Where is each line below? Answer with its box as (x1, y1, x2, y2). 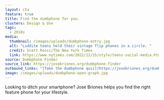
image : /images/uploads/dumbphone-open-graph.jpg (5, 71, 108, 76)
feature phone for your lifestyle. (5, 89, 69, 95)
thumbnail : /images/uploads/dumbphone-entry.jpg (9, 39, 110, 44)
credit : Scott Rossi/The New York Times (9, 48, 93, 53)
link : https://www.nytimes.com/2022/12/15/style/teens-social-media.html (9, 52, 163, 58)
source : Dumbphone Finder (5, 57, 58, 62)
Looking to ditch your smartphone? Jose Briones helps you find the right (5, 84, 151, 90)
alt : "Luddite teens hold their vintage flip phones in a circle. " (9, 43, 152, 48)
